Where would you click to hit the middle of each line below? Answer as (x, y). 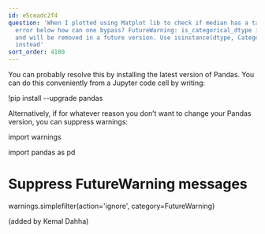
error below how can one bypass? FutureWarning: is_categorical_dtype (134, 30)
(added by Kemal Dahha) (49, 221)
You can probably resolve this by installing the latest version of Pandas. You (131, 74)
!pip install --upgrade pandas (56, 98)
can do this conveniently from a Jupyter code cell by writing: (107, 83)
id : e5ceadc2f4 (33, 15)
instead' (30, 45)
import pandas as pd (42, 152)
